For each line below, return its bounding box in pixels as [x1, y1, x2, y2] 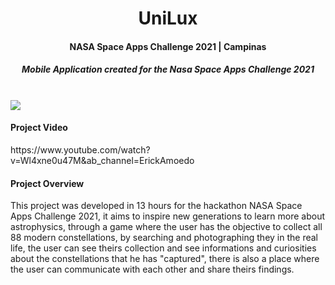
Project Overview [10, 177, 85, 189]
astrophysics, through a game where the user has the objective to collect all [10, 221, 323, 233]
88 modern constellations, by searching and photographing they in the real [10, 232, 318, 244]
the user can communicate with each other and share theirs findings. [10, 263, 295, 276]
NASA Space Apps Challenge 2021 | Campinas [69, 40, 267, 52]
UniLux [138, 7, 198, 30]
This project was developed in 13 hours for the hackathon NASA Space [10, 200, 303, 212]
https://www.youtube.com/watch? [10, 143, 151, 156]
